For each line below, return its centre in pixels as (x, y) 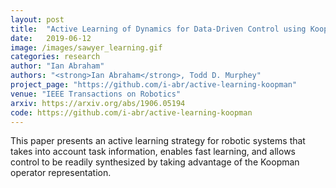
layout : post (37, 19)
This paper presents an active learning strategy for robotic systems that (158, 141)
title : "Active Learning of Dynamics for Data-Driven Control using (158, 29)
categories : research (55, 57)
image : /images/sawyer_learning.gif (86, 47)
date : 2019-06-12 (51, 38)
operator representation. (61, 173)
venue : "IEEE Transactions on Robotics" (96, 94)
